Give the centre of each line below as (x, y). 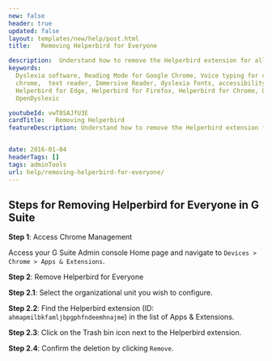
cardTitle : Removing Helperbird (67, 121)
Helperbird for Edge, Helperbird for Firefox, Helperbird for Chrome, (137, 91)
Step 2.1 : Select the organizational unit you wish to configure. (110, 293)
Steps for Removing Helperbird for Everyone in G (134, 204)
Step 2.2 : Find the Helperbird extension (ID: (81, 308)
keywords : (25, 68)
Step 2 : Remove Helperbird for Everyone (76, 277)
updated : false (34, 31)
